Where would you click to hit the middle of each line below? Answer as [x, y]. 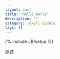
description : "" [21, 19]
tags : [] [14, 28]
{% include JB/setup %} [29, 41]
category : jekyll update [30, 23]
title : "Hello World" [27, 14]
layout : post [18, 10]
